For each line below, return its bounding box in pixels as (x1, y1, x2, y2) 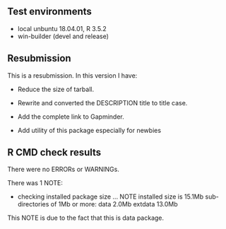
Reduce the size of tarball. (17, 85, 94, 93)
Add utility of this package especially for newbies (17, 126, 161, 134)
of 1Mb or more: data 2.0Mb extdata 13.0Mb (50, 200, 178, 209)
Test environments (7, 6, 92, 18)
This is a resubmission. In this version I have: (7, 71, 138, 80)
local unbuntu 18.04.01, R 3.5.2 (17, 24, 107, 33)
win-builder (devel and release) (17, 32, 109, 40)
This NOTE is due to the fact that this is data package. (7, 213, 165, 222)
